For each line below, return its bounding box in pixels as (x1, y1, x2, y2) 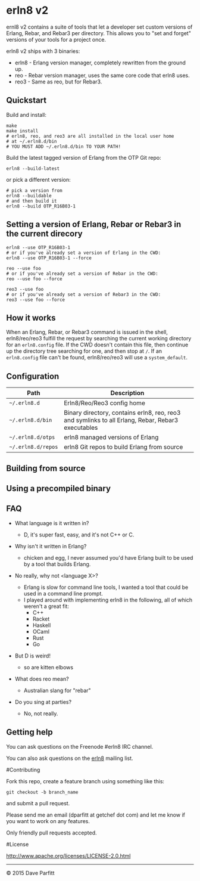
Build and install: (6, 111, 46, 118)
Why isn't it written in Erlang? (14, 542, 87, 550)
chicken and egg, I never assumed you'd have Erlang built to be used (23, 554, 193, 561)
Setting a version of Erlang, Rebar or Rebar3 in (6, 219, 182, 229)
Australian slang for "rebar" (23, 687, 91, 694)
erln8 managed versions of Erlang (63, 433, 159, 442)
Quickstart (6, 95, 47, 106)
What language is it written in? (14, 519, 89, 526)
